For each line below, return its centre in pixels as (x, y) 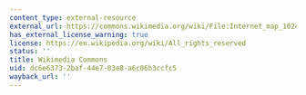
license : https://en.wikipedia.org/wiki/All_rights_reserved (128, 43)
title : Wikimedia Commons (58, 60)
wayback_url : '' (40, 77)
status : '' (30, 52)
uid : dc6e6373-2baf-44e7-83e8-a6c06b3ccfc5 (93, 69)
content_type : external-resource (73, 18)
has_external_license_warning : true (79, 34)
